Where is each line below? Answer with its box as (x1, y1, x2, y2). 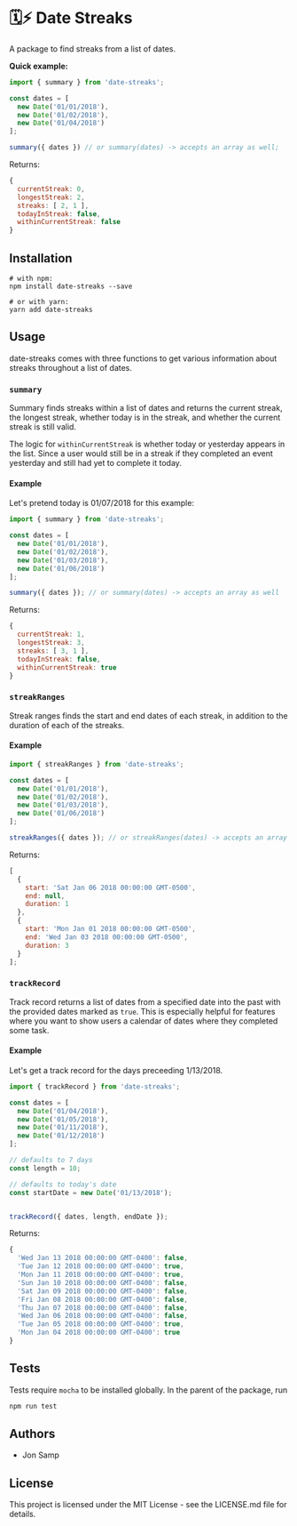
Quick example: (9, 60, 68, 71)
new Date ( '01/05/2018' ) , (17, 1114, 109, 1124)
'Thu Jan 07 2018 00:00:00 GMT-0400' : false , (17, 1303, 189, 1313)
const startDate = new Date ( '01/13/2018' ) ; (9, 1188, 173, 1197)
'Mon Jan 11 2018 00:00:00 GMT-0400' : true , (17, 1270, 184, 1280)
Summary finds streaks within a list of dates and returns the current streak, (9, 403, 283, 414)
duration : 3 (25, 941, 69, 950)
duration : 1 (25, 900, 69, 909)
